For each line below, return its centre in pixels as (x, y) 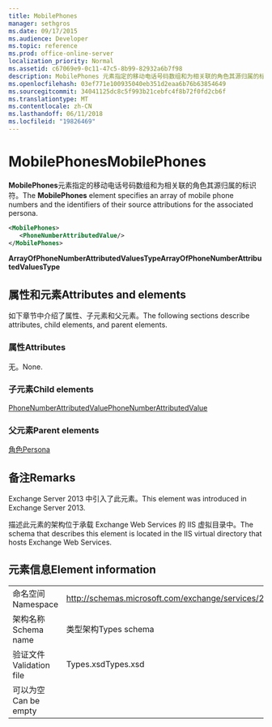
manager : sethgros (39, 24)
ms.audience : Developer (49, 39)
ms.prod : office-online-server (61, 54)
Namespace (36, 604)
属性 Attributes (37, 347)
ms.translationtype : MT (49, 99)
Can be (26, 700)
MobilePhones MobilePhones (107, 162)
